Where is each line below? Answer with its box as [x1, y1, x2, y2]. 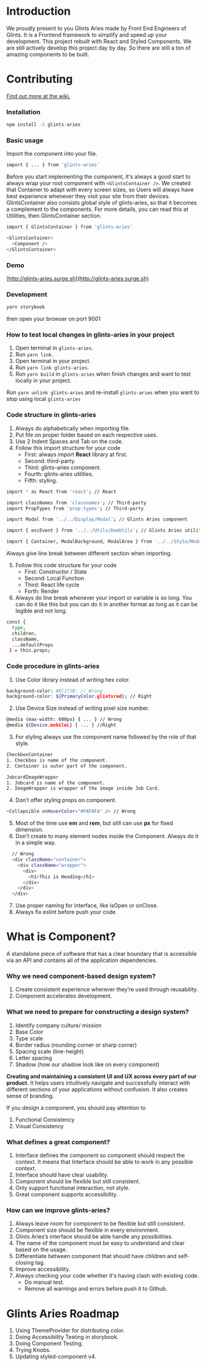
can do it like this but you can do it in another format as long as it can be [15, 601, 198, 608]
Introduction [6, 4, 71, 18]
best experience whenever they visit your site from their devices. [6, 193, 170, 200]
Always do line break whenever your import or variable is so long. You [15, 594, 192, 601]
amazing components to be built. [6, 50, 90, 58]
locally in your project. [15, 377, 72, 384]
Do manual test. [24, 1278, 64, 1286]
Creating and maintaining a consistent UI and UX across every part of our [6, 1072, 197, 1080]
